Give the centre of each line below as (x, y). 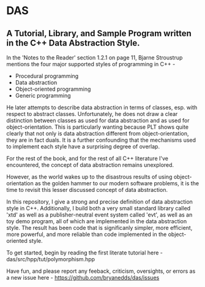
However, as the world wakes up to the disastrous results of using (89, 177)
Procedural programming (47, 76)
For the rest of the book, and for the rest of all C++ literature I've (87, 158)
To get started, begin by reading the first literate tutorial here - (85, 253)
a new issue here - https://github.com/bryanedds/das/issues (83, 277)
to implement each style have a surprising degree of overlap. (83, 147)
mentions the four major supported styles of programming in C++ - (91, 64)
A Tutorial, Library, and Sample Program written (99, 33)
